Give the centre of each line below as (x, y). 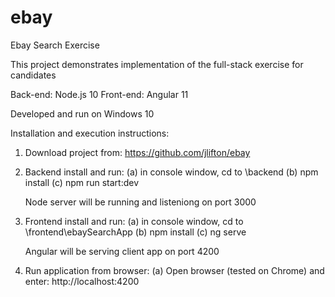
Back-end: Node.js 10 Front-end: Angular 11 (99, 94)
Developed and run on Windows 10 (82, 113)
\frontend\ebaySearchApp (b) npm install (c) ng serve (135, 232)
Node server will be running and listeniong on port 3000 (140, 202)
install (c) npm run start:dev (82, 182)
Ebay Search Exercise (55, 45)
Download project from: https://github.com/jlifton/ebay (137, 152)
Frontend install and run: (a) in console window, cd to (134, 221)
